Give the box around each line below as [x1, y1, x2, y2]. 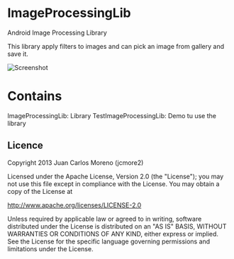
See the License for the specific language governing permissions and [7, 237, 211, 246]
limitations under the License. [7, 244, 94, 253]
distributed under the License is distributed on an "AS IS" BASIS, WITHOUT [7, 221, 227, 231]
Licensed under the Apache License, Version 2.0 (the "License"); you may [7, 172, 224, 180]
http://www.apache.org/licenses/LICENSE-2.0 [7, 200, 142, 209]
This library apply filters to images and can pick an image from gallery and [7, 42, 225, 50]
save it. [7, 50, 28, 58]
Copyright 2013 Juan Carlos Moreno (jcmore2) [7, 158, 144, 167]
